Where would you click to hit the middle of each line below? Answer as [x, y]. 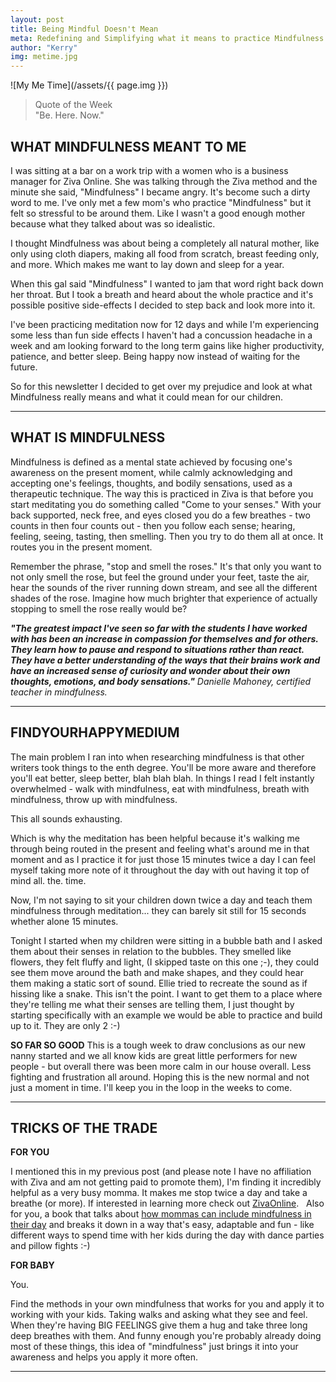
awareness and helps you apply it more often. [104, 1357]
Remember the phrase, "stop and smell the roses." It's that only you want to [166, 566]
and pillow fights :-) [50, 1246]
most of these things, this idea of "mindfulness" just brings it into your [154, 1347]
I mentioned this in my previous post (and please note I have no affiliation [161, 1172]
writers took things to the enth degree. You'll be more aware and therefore [163, 767]
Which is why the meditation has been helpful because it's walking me [155, 838]
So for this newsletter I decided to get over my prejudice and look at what [161, 386]
